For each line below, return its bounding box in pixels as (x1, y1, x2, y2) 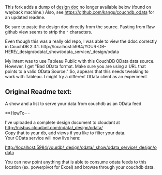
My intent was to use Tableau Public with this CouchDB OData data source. (5, 58, 155, 64)
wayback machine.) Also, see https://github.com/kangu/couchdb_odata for (5, 9, 155, 15)
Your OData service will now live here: (5, 135, 81, 140)
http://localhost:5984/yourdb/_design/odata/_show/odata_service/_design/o (5, 144, 157, 150)
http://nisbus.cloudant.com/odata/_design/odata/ (5, 124, 103, 130)
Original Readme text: (5, 87, 72, 96)
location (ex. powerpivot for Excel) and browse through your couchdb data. (5, 164, 155, 170)
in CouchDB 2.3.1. (5, 44, 40, 49)
